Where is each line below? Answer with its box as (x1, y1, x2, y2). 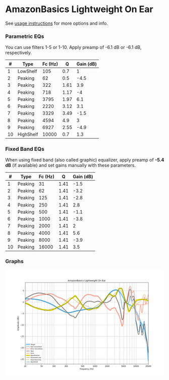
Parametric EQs (5, 33, 44, 40)
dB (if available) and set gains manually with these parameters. (5, 162, 136, 169)
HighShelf (17, 131, 38, 137)
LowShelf (17, 68, 37, 74)
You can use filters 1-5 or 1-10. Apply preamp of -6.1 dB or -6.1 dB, (5, 44, 142, 50)
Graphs (5, 258, 24, 265)
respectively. (5, 49, 32, 56)
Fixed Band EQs (5, 145, 44, 152)
